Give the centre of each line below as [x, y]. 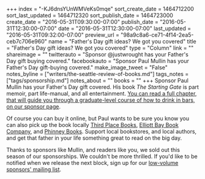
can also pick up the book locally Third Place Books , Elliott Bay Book [92, 125]
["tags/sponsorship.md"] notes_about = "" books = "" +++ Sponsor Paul [97, 80]
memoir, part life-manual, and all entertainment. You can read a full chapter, [102, 93]
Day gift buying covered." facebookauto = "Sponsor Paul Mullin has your [98, 61]
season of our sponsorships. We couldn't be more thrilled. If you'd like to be [102, 156]
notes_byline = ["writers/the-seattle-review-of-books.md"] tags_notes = [98, 74]
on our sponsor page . [34, 106]
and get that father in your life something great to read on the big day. [94, 138]
